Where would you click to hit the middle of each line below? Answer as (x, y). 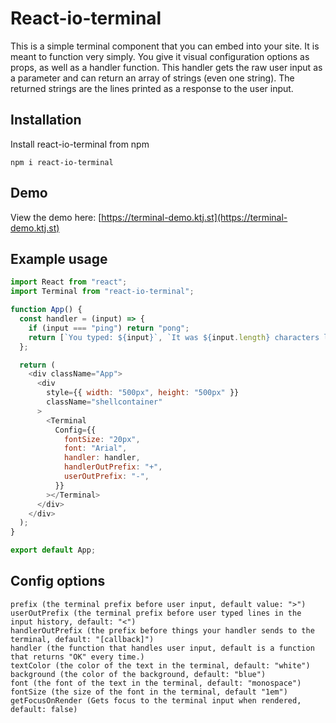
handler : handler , (102, 458)
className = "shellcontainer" (104, 402)
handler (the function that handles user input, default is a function (162, 648)
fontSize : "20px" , (102, 439)
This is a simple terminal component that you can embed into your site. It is (165, 46)
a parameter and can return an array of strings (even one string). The (152, 78)
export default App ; (53, 550)
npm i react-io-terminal (62, 162)
